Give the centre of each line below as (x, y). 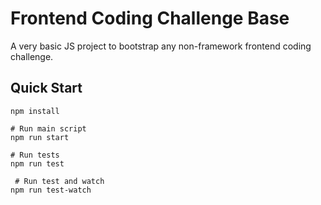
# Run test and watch (59, 181)
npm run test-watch (51, 190)
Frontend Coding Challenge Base (150, 18)
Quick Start (46, 88)
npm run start (40, 137)
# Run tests (35, 155)
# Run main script (48, 128)
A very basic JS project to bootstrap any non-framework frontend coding (161, 46)
